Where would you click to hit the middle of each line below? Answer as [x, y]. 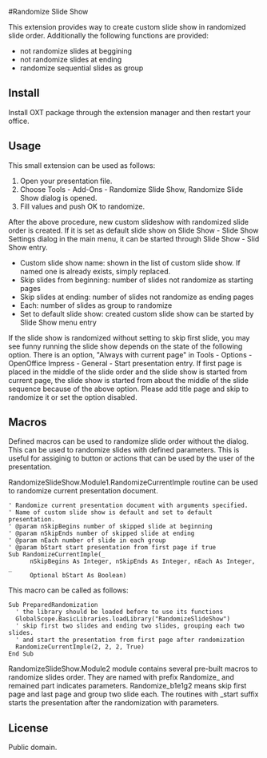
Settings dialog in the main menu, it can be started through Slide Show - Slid [134, 238]
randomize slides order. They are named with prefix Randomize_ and [121, 677]
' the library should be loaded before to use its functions [120, 612]
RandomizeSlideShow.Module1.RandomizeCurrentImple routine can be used [133, 482]
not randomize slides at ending [71, 60]
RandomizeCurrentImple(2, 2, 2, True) [80, 647]
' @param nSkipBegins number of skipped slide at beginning [111, 527]
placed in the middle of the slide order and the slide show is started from [128, 372]
